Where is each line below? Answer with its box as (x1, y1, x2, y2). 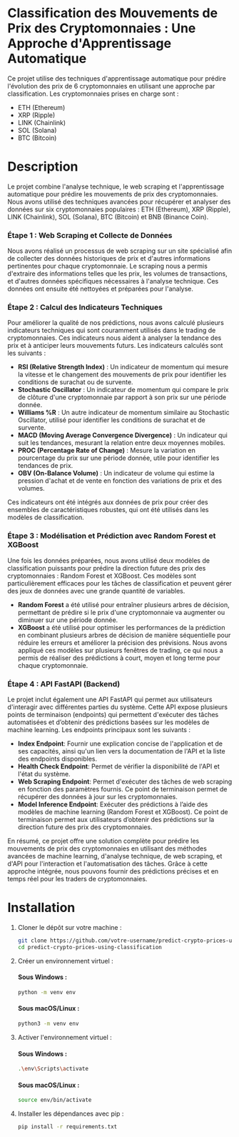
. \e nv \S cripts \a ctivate (17, 1066, 89, 1073)
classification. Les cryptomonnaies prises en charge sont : (7, 89, 179, 98)
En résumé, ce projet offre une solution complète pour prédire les (7, 837, 200, 846)
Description (7, 159, 78, 175)
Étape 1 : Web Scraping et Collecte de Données (7, 230, 173, 240)
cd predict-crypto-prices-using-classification (17, 943, 162, 951)
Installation (7, 900, 76, 916)
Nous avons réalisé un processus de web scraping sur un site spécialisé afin (7, 246, 233, 255)
